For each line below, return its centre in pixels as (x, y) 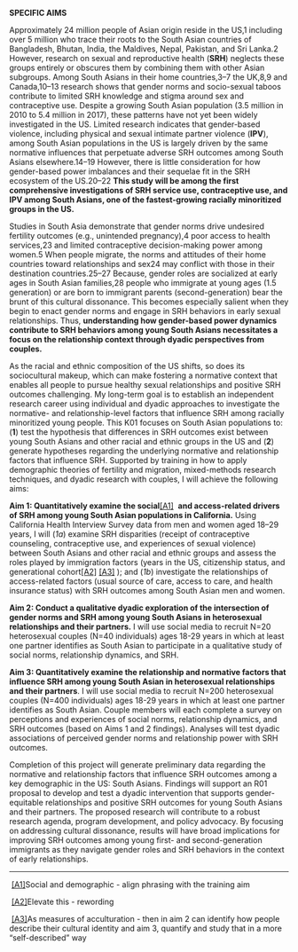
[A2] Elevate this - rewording (63, 901)
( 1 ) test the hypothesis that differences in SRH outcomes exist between (139, 432)
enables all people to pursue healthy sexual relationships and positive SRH (145, 385)
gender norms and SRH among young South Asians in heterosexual (136, 617)
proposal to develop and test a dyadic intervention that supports (126, 793)
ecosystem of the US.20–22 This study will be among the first (124, 181)
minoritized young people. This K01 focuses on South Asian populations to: (146, 422)
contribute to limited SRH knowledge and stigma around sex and (126, 96)
